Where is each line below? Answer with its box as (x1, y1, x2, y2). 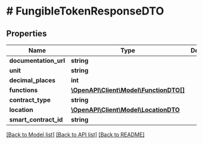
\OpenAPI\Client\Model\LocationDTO (71, 106, 180, 114)
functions (9, 86, 38, 94)
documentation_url (9, 56, 65, 65)
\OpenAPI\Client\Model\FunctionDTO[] (71, 86, 185, 94)
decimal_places (9, 76, 56, 84)
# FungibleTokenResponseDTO (6, 4, 164, 18)
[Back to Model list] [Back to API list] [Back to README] (6, 131, 145, 138)
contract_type (9, 96, 51, 104)
